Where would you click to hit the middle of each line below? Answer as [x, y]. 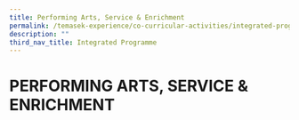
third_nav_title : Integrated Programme [83, 42]
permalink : [29, 26]
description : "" [39, 34]
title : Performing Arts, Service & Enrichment [97, 17]
